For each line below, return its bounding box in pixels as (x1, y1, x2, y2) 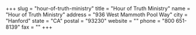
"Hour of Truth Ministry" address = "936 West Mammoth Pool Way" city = (5, 11, 188, 18)
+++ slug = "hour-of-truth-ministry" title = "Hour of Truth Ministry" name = (5, 5, 191, 12)
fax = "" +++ (21, 23, 53, 30)
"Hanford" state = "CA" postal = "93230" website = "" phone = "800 (5, 17, 175, 24)
